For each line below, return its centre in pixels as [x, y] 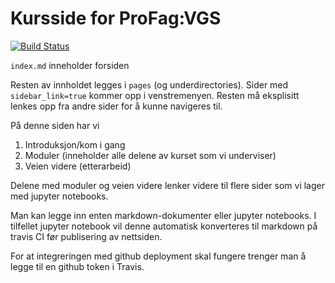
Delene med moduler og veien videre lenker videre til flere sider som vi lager [168, 185]
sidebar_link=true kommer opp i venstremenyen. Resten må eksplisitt [155, 95]
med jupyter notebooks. [59, 196]
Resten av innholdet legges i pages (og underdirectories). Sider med [149, 84]
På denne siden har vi [55, 125]
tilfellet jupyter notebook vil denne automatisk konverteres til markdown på [164, 226]
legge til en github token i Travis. [77, 266]
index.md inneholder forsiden [70, 65]
